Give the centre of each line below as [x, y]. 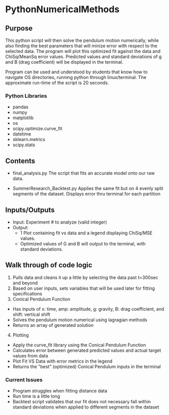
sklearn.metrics [29, 140]
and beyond [25, 283]
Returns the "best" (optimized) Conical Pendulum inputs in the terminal [87, 366]
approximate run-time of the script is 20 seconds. [57, 83]
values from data [30, 355]
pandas [21, 107]
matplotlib [23, 118]
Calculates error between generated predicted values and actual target [87, 350]
